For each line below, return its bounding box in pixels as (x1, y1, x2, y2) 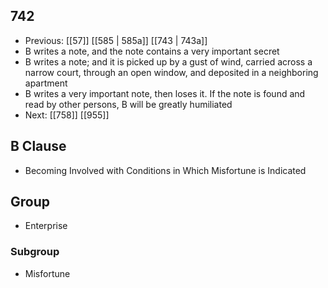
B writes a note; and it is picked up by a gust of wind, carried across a (24, 55, 313, 68)
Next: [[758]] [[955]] (24, 109, 110, 121)
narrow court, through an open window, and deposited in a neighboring (24, 66, 319, 78)
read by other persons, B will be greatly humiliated (24, 98, 233, 110)
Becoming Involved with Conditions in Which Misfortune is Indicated (24, 164, 307, 176)
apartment (24, 77, 68, 89)
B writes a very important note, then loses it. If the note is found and (24, 87, 306, 99)
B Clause (10, 138, 67, 155)
